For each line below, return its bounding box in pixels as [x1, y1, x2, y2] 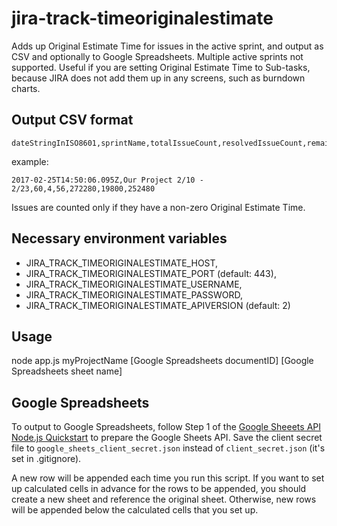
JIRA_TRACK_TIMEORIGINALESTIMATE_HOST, [25, 257, 219, 269]
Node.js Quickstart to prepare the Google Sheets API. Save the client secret [11, 432, 323, 444]
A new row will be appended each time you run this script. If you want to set [11, 472, 325, 484]
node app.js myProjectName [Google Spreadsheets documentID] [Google [11, 355, 314, 367]
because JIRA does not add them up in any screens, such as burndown [11, 72, 306, 84]
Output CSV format [11, 112, 134, 129]
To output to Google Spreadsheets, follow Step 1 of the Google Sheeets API [11, 421, 321, 433]
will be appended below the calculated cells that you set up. [11, 504, 259, 516]
